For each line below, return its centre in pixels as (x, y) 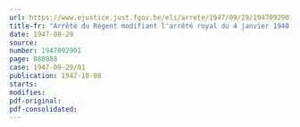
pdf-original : (36, 101)
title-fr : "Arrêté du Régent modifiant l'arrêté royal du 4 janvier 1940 (150, 26)
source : (24, 42)
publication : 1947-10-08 (55, 76)
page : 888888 (33, 59)
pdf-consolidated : (43, 109)
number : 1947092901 (46, 51)
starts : (24, 84)
